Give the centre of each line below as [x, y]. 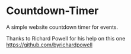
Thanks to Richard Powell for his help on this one [66, 38]
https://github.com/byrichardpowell [49, 45]
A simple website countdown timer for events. [62, 27]
